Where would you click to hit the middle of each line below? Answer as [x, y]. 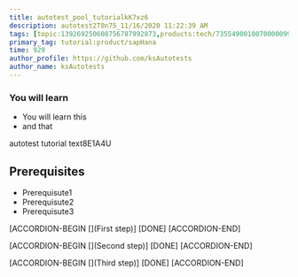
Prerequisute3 [48, 211]
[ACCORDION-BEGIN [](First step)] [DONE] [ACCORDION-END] [125, 228]
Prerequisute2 [48, 202]
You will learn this [54, 117]
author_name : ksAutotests [57, 67]
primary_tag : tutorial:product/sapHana [83, 42]
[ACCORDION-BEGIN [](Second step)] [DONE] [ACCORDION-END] [131, 245]
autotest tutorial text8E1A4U [60, 143]
